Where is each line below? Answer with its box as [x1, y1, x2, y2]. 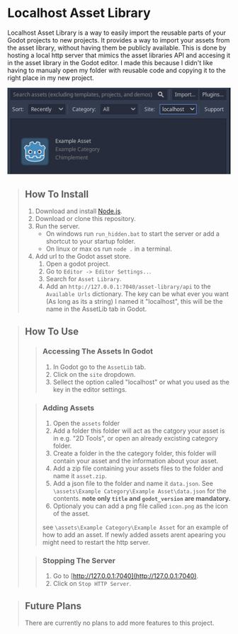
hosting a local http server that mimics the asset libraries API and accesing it [7, 51, 231, 60]
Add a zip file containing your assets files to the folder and [52, 464, 224, 472]
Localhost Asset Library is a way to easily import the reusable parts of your [7, 28, 227, 37]
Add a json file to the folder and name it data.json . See [52, 480, 214, 488]
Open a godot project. [45, 260, 110, 268]
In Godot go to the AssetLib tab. [52, 363, 147, 371]
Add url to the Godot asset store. [35, 252, 131, 261]
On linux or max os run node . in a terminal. [45, 244, 172, 253]
